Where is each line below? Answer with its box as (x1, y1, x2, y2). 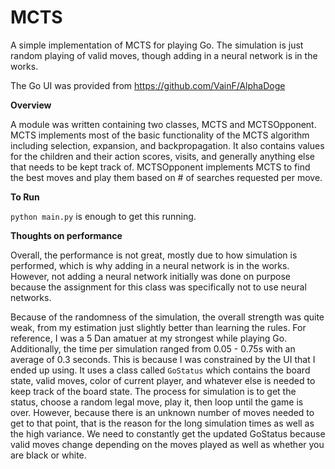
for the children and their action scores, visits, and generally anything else (10, 150, 316, 162)
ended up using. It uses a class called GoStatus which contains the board (10, 364, 311, 376)
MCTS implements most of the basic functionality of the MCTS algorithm (10, 129, 310, 141)
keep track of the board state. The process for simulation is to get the (10, 385, 297, 397)
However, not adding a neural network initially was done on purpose (10, 270, 292, 282)
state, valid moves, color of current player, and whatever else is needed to (10, 374, 316, 386)
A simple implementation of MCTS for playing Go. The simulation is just (10, 39, 304, 51)
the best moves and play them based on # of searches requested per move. (10, 171, 323, 183)
